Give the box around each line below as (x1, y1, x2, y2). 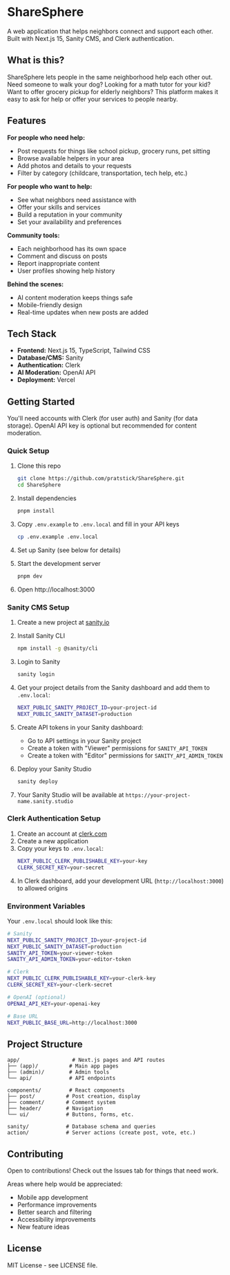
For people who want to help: (7, 182, 93, 190)
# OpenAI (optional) (7, 993, 67, 1000)
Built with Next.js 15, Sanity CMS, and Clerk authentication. (7, 34, 175, 42)
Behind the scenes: (7, 279, 64, 288)
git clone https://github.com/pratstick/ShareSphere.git (17, 475, 185, 482)
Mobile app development (17, 1193, 88, 1201)
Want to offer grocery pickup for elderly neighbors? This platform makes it (7, 87, 219, 95)
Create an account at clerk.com (17, 829, 107, 838)
